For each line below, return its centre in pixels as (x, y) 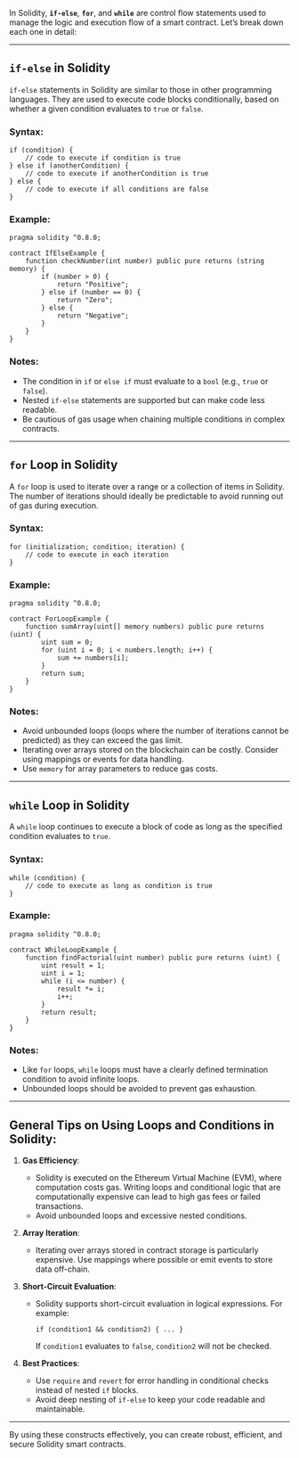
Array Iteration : (51, 1232)
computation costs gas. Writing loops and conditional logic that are (158, 1187)
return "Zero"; (85, 301)
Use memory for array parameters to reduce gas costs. (120, 769)
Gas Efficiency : (51, 1160)
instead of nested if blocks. (87, 1389)
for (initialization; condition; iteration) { (97, 547)
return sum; (64, 674)
